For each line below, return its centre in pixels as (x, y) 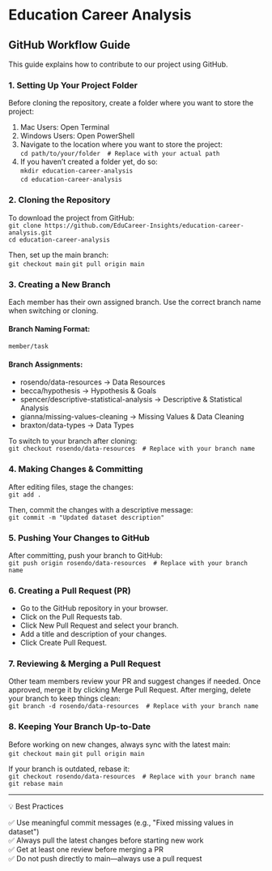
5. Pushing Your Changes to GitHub (79, 538)
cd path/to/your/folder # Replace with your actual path (120, 154)
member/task (28, 346)
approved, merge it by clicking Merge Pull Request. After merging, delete (130, 690)
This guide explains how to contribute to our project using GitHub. (118, 64)
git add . (25, 495)
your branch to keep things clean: (64, 698)
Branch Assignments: (46, 364)
